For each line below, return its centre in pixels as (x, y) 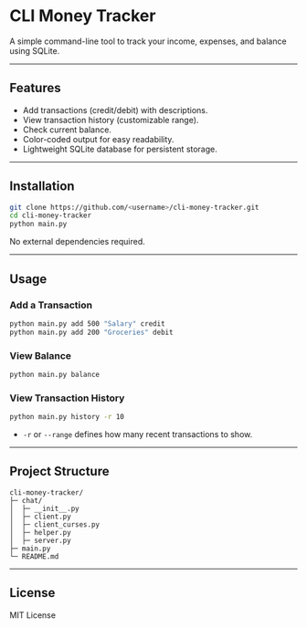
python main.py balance (55, 374)
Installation (42, 187)
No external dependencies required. (78, 242)
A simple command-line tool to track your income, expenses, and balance (148, 41)
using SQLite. (35, 50)
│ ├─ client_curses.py (55, 524)
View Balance (40, 355)
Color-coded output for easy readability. (98, 139)
